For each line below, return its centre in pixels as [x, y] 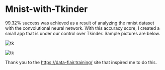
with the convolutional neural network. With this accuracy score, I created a [82, 28]
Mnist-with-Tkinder [46, 9]
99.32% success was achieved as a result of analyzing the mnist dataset [80, 23]
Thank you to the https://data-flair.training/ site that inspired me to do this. [81, 62]
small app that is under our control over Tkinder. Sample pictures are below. [83, 33]
